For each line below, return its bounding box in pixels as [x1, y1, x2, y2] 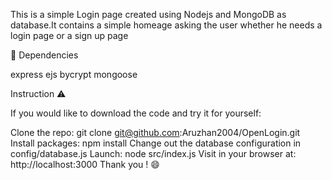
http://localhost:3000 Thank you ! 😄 [10, 159, 160, 170]
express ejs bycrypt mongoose [10, 69, 138, 80]
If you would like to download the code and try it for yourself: [10, 107, 262, 119]
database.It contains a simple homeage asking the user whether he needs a [10, 19, 323, 31]
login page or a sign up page [10, 30, 129, 41]
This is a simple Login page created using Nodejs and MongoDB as [10, 9, 287, 20]
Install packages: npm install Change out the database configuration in [10, 137, 302, 149]
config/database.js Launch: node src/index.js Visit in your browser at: [10, 148, 297, 159]
